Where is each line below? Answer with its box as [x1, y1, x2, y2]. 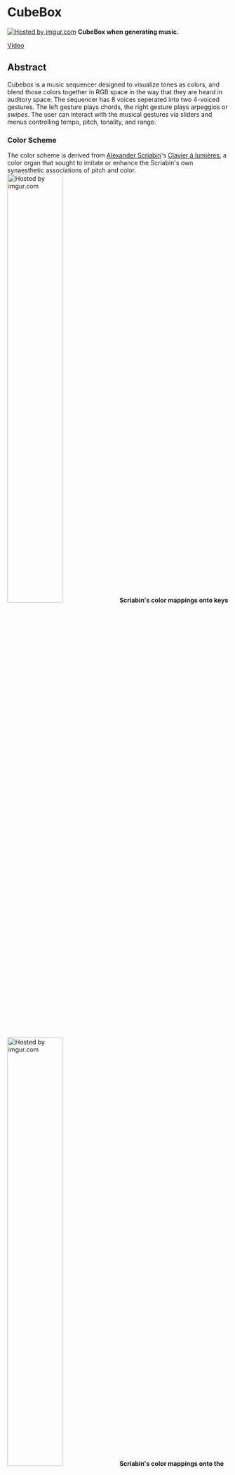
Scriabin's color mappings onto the [119, 1460, 224, 1468]
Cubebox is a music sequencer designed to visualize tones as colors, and [7, 80, 220, 89]
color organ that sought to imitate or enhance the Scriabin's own [7, 159, 194, 167]
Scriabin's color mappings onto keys [119, 596, 229, 605]
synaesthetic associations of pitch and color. [7, 166, 137, 174]
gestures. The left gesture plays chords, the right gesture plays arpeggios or [7, 103, 228, 111]
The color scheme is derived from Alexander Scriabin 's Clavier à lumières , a [7, 151, 227, 160]
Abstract [7, 61, 47, 74]
